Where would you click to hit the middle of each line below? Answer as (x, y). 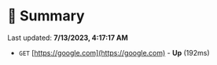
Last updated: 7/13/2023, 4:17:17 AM (68, 38)
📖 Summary (46, 16)
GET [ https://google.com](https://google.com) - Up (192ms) (114, 52)
